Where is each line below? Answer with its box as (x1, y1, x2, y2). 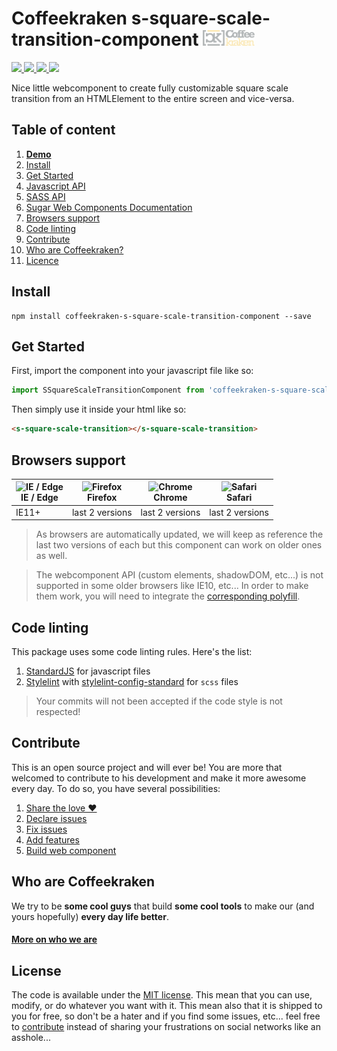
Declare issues (25, 812, 88, 824)
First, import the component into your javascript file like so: (11, 365, 254, 377)
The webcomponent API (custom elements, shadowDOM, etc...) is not (35, 569, 324, 581)
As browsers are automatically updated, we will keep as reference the (35, 528, 324, 541)
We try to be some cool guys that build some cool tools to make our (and (11, 900, 315, 912)
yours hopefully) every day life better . (11, 910, 169, 922)
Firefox (87, 492, 118, 504)
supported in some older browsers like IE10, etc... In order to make (35, 580, 309, 592)
